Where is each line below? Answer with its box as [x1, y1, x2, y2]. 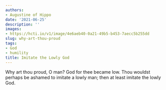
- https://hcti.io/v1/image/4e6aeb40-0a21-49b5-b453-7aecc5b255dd [5, 31, 150, 36]
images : [5, 27, 22, 32]
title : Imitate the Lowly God [5, 55, 70, 60]
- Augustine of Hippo [5, 12, 52, 17]
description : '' [5, 21, 40, 27]
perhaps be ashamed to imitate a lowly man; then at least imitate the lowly [5, 75, 161, 81]
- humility [5, 50, 29, 55]
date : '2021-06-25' [5, 17, 47, 22]
